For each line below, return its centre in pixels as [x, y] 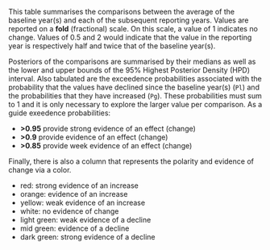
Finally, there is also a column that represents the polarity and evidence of [131, 161]
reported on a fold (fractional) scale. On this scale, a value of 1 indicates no [133, 29]
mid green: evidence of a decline [75, 228]
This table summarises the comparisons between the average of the [122, 12]
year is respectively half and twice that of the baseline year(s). [112, 46]
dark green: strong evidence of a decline [87, 237]
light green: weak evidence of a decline [85, 220]
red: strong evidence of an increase [79, 185]
